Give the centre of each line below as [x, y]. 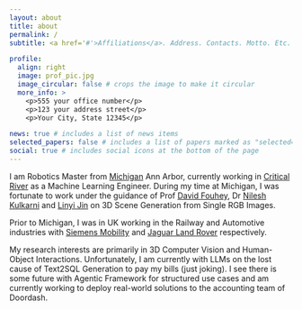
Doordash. [29, 297]
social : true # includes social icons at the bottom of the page [134, 151]
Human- [258, 250]
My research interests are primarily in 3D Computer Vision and [125, 250]
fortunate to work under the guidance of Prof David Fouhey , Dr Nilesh [138, 196]
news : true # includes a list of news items [94, 134]
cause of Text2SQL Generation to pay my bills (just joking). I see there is [143, 269]
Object [22, 259]
